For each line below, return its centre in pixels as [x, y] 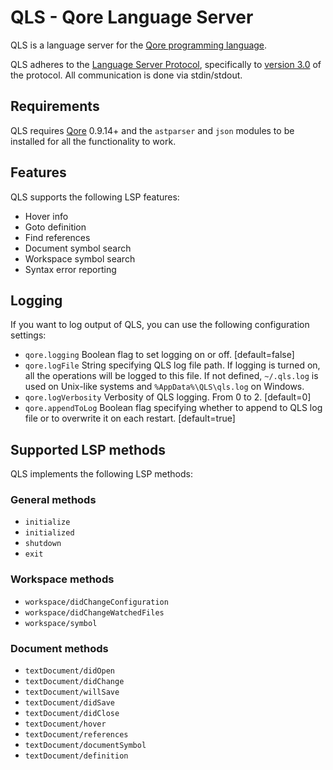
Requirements [55, 106]
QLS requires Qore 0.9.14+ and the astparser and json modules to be [152, 130]
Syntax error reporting [70, 269]
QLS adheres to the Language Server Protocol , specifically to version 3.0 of [166, 64]
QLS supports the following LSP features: [95, 197]
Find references [57, 237]
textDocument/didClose [72, 714]
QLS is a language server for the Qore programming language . [139, 45]
